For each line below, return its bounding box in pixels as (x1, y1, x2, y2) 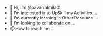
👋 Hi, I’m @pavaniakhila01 (9, 5, 61, 10)
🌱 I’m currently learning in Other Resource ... (9, 15, 98, 20)
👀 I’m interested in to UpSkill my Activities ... (9, 10, 98, 16)
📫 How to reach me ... (9, 26, 55, 31)
